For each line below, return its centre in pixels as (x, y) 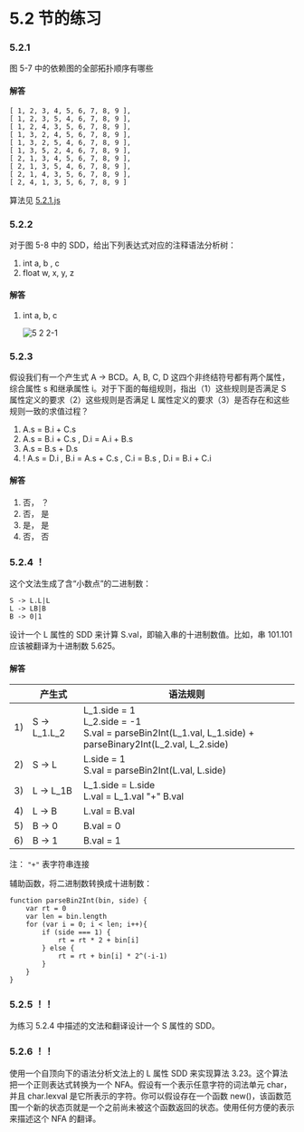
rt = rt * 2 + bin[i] (99, 941)
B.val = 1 (102, 841)
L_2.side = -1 (112, 722)
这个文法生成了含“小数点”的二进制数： (81, 583)
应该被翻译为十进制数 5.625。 (65, 646)
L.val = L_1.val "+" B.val (133, 796)
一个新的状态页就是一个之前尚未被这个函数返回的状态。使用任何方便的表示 (156, 1107)
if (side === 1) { (76, 932)
